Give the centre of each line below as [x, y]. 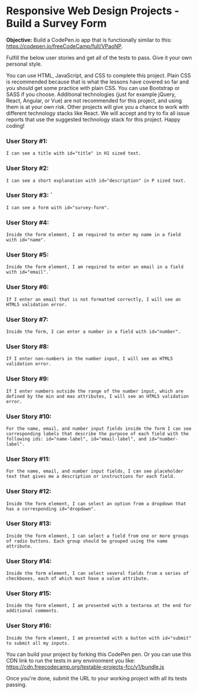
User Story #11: [28, 459]
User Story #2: [27, 168]
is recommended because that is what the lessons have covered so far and [98, 82]
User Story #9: [27, 379]
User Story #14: [29, 561]
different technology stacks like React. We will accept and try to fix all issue [98, 113]
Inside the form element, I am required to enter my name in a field [94, 235]
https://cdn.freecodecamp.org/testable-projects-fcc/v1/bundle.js [85, 667]
